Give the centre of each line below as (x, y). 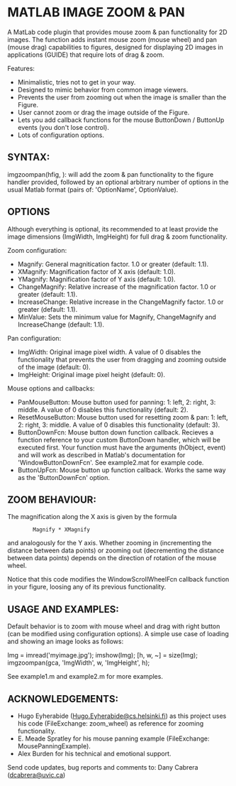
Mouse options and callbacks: (51, 388)
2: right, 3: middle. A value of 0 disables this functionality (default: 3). (119, 425)
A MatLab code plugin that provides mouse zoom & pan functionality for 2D (118, 32)
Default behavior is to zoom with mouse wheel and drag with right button (114, 626)
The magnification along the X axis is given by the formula (92, 517)
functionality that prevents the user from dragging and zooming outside (122, 359)
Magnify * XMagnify (62, 530)
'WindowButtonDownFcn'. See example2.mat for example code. (111, 462)
